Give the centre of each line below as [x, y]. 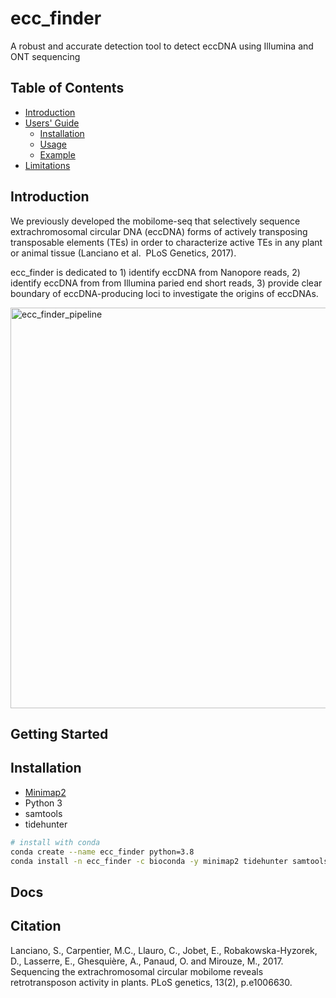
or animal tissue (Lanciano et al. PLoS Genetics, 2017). [123, 253]
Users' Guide [52, 123]
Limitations [47, 165]
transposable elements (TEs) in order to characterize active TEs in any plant [166, 242]
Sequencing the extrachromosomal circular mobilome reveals [137, 971]
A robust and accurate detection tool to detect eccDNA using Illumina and [162, 46]
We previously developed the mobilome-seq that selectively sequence [155, 221]
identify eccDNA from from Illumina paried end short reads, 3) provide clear [166, 283]
